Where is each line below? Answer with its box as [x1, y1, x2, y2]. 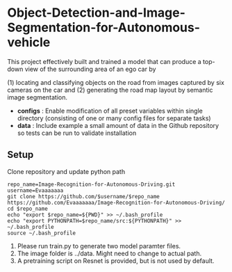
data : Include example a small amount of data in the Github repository [17, 121, 219, 129]
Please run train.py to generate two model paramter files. [17, 241, 181, 250]
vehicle [7, 35, 51, 50]
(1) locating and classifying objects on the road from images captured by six [7, 78, 224, 86]
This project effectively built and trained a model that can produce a [7, 57, 201, 65]
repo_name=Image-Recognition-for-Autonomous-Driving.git [7, 181, 176, 188]
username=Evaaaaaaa [7, 186, 64, 194]
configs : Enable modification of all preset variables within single [17, 106, 204, 115]
